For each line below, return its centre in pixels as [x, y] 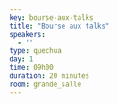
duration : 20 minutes [50, 76]
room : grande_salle [46, 84]
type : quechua [36, 51]
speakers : [28, 34]
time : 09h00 [31, 68]
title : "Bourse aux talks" [59, 26]
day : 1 [21, 59]
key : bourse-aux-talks [51, 17]
